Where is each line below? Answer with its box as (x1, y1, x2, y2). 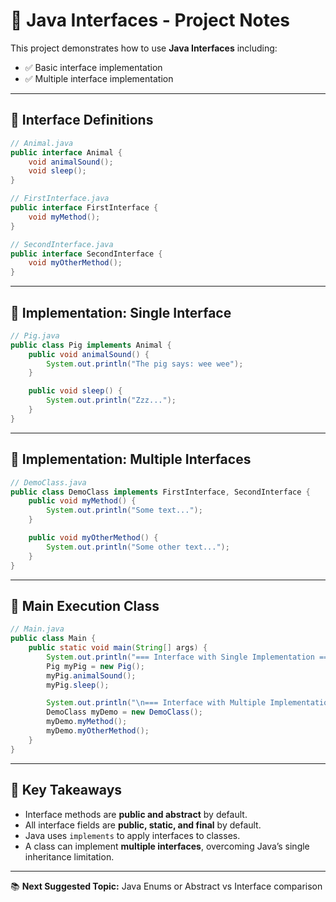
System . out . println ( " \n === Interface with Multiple (46, 698, 267, 708)
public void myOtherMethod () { (28, 533, 159, 543)
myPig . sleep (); (46, 680, 110, 690)
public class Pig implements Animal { (10, 340, 172, 350)
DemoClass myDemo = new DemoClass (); (46, 707, 203, 718)
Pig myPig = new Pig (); (46, 661, 145, 671)
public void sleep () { (28, 386, 123, 396)
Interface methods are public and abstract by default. (24, 808, 248, 820)
